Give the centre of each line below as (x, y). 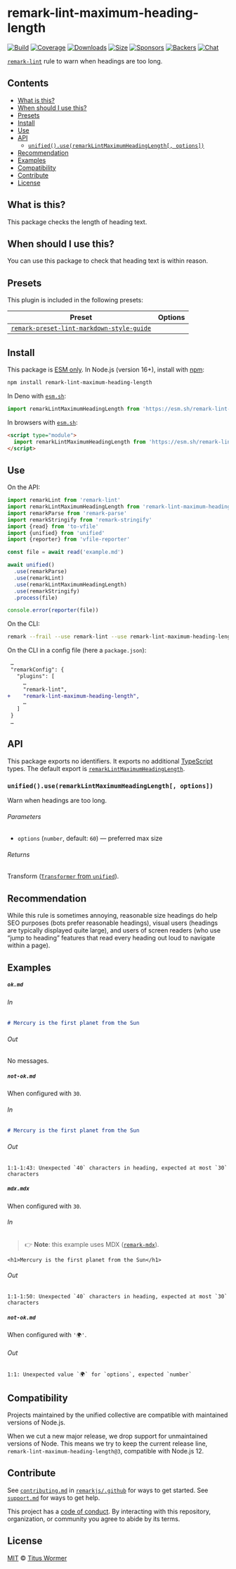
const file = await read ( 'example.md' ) (66, 552)
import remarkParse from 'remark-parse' (67, 513)
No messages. (28, 1061)
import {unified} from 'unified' (56, 533)
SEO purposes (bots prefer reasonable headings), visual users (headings (113, 923)
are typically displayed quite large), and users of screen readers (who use (114, 930)
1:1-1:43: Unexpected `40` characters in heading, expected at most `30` (118, 1168)
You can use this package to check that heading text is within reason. (108, 261)
